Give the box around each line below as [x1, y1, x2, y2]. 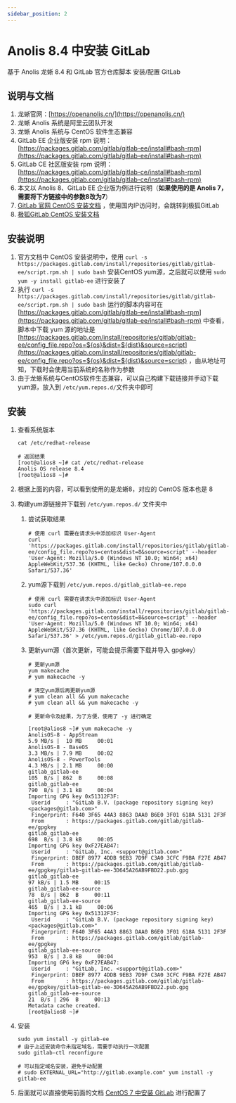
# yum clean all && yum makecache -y [27, 699, 139, 706]
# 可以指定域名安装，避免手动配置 [17, 1063, 103, 1070]
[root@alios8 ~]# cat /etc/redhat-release [17, 459, 144, 466]
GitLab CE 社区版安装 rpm [17, 160, 93, 169]
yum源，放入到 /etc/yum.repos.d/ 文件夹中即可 [17, 383, 153, 391]
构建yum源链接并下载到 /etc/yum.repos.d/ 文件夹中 [17, 500, 167, 508]
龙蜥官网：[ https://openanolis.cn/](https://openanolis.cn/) [17, 110, 185, 118]
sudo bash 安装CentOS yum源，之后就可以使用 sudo [77, 268, 227, 276]
